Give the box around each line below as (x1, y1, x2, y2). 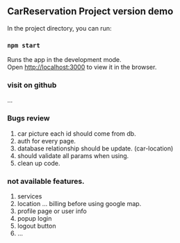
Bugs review (7, 113, 50, 123)
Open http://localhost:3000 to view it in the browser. (7, 63, 157, 72)
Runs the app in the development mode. (7, 56, 122, 64)
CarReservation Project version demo (7, 6, 174, 17)
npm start (7, 41, 40, 49)
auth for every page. (17, 136, 76, 145)
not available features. (7, 176, 85, 186)
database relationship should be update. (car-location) (17, 144, 174, 152)
